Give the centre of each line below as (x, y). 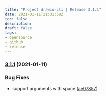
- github (14, 42)
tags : (11, 33)
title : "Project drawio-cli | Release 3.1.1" (53, 10)
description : (19, 24)
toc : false (16, 19)
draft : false (19, 28)
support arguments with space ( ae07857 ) (55, 88)
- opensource (19, 38)
